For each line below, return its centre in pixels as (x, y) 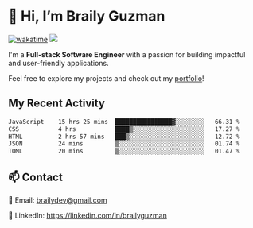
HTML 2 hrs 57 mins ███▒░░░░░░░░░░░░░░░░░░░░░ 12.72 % (124, 137)
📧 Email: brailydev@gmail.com (58, 200)
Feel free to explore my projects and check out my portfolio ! (106, 78)
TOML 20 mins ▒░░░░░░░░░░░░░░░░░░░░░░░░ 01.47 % (124, 151)
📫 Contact (36, 177)
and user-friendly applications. (58, 63)
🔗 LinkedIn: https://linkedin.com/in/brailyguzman (88, 215)
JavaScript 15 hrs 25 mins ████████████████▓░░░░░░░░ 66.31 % (124, 122)
